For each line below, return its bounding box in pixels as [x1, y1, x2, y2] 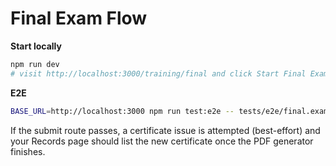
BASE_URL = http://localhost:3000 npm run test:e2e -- [10, 106, 235, 116]
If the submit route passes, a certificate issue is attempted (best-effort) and [10, 124, 321, 136]
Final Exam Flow [10, 7, 148, 30]
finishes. [10, 145, 46, 157]
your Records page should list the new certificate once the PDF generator [10, 135, 314, 147]
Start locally [10, 40, 62, 52]
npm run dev [10, 59, 60, 69]
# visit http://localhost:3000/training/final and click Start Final [10, 68, 307, 79]
